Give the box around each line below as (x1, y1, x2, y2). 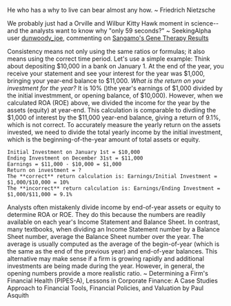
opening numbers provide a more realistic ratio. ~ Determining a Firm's (7, 269, 209, 277)
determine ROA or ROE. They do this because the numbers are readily (7, 211, 205, 218)
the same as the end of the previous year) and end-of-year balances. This (7, 247, 218, 255)
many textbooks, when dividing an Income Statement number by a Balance (7, 225, 220, 233)
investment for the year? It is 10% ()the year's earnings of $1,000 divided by (7, 84, 223, 92)
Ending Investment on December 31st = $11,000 (7, 155, 143, 162)
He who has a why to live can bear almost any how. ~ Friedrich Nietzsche (7, 6, 216, 14)
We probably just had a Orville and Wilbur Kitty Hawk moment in (7, 19, 190, 27)
